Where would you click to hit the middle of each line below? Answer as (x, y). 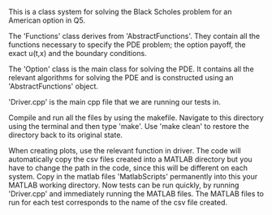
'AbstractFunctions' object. (54, 86)
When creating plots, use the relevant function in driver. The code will (125, 150)
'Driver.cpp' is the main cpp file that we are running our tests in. (115, 102)
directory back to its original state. (66, 135)
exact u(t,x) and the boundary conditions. (78, 53)
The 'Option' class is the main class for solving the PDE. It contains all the (131, 69)
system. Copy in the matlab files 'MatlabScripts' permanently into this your (133, 176)
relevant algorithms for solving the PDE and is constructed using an (121, 77)
